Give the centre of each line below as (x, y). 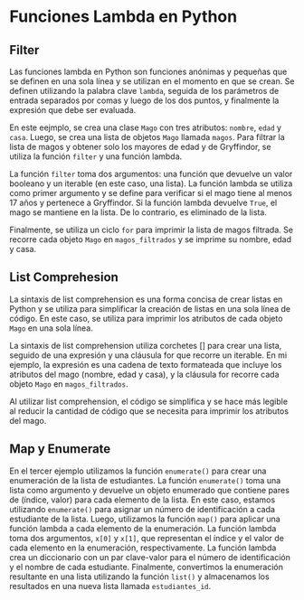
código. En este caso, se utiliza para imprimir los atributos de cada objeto (146, 318)
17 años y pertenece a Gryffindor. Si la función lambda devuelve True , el (143, 202)
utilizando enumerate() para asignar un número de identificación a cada (142, 509)
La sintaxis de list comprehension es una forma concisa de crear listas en (146, 299)
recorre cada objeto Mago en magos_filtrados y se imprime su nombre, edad (151, 239)
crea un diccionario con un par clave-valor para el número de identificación (150, 557)
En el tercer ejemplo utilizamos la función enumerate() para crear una (138, 471)
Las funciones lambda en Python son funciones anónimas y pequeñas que (148, 71)
